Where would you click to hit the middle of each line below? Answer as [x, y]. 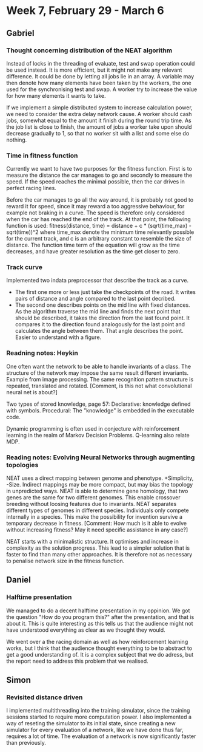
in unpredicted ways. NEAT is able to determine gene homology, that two [97, 491]
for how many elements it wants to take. [56, 95]
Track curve [24, 267]
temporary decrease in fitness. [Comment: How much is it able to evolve [96, 524]
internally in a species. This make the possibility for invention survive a [95, 517]
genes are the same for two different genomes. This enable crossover [93, 497]
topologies [22, 465]
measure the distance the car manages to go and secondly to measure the [99, 175]
